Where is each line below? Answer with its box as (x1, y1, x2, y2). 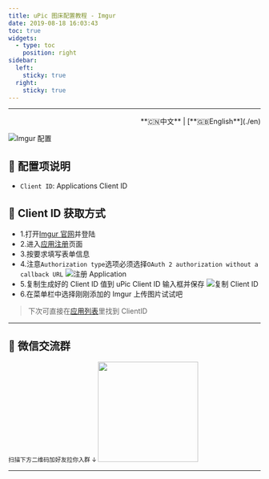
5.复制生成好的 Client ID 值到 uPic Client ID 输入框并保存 (19, 280, 205, 288)
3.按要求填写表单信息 (19, 249, 90, 259)
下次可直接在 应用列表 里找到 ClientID (27, 306, 148, 316)
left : (15, 64, 34, 72)
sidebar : (8, 57, 38, 65)
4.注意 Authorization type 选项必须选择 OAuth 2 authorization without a (19, 260, 259, 268)
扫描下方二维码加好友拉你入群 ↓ (8, 456, 98, 464)
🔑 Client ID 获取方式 (8, 206, 106, 220)
